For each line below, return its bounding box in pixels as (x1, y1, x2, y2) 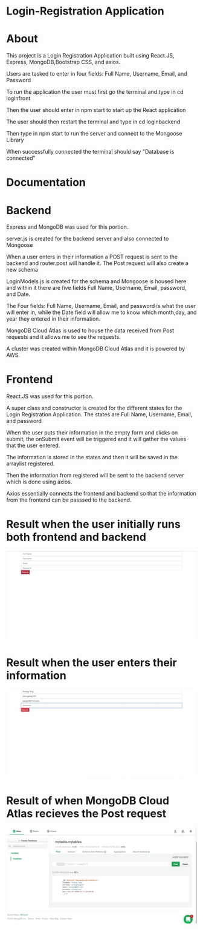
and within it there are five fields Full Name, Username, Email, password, (6, 284, 187, 292)
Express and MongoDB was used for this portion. (6, 223, 129, 231)
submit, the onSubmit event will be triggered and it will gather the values (6, 436, 186, 443)
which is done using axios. (6, 478, 72, 485)
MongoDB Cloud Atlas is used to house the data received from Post (6, 327, 175, 334)
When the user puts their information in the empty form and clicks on (6, 429, 178, 436)
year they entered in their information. (6, 315, 101, 323)
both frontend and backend (6, 531, 147, 544)
